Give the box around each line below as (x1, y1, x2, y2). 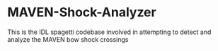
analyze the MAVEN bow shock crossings (7, 35, 129, 43)
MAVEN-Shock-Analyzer (7, 4, 157, 21)
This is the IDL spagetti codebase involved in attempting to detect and (7, 28, 212, 36)
